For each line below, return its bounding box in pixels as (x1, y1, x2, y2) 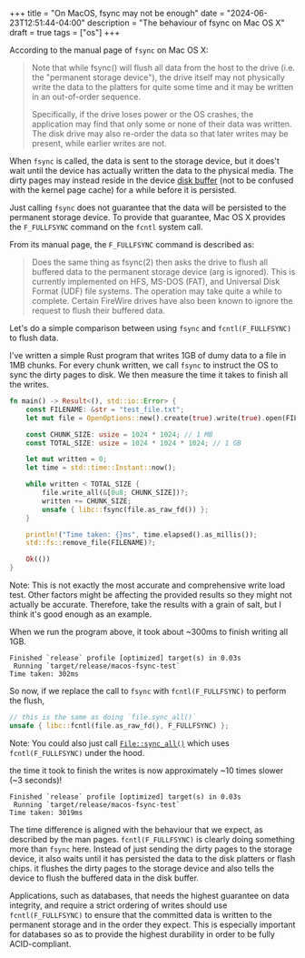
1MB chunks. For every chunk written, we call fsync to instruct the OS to (9, 359, 279, 370)
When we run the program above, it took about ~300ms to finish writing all (9, 627, 289, 637)
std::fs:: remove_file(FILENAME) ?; (25, 539, 156, 548)
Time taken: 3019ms (9, 808, 84, 817)
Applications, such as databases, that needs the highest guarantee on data (9, 890, 290, 901)
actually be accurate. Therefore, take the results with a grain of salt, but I (9, 600, 281, 610)
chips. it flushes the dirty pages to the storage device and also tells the (9, 862, 275, 873)
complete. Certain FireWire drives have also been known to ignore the (31, 296, 293, 306)
